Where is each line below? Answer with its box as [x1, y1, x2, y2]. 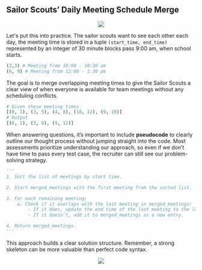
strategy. [25, 157, 47, 164]
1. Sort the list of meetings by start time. [6, 173, 122, 179]
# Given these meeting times [6, 103, 79, 110]
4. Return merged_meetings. [6, 223, 77, 229]
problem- [164, 150, 188, 158]
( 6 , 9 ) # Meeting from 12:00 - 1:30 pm [6, 68, 106, 74]
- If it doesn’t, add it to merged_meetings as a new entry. [28, 212, 185, 218]
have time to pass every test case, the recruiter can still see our [6, 150, 164, 158]
